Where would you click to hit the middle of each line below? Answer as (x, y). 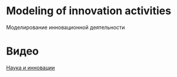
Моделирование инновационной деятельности (66, 27)
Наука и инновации (30, 68)
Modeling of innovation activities (89, 11)
